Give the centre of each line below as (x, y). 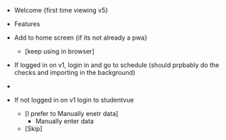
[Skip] (33, 129)
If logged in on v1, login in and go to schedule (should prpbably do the (117, 65)
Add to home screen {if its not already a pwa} (81, 37)
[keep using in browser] (59, 51)
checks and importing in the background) (75, 72)
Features (27, 24)
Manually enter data (65, 121)
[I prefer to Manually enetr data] (71, 113)
